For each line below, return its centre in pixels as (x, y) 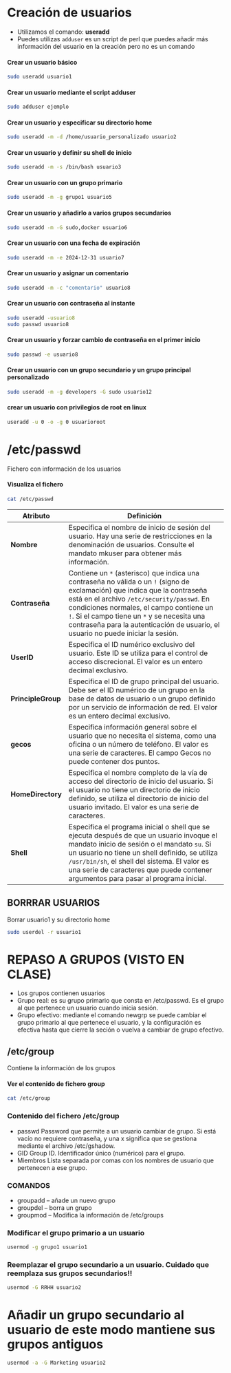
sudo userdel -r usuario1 (44, 932)
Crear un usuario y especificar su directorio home (80, 123)
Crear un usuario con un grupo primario (65, 182)
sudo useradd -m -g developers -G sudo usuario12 (80, 392)
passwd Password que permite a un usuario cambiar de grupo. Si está (117, 1131)
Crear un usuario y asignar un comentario (68, 273)
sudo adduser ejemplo (38, 107)
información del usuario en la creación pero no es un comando (106, 46)
